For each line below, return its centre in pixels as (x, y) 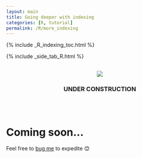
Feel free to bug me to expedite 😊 (48, 149)
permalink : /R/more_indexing (42, 28)
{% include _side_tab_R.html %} (45, 56)
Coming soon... (45, 132)
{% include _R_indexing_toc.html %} (51, 45)
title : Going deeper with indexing (50, 17)
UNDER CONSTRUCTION (100, 89)
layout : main (22, 12)
